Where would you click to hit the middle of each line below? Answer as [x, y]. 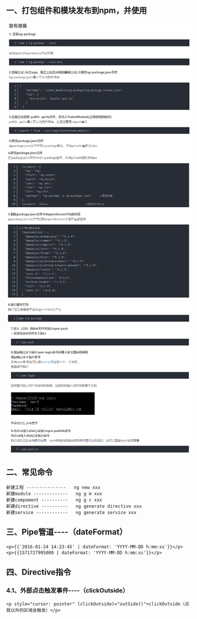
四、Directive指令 [39, 572]
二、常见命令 [29, 472]
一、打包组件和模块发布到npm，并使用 [77, 11]
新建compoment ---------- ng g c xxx [54, 500]
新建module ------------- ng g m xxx [54, 494]
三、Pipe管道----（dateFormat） [67, 532]
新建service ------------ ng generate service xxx [71, 512]
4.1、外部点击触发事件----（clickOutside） [68, 590]
